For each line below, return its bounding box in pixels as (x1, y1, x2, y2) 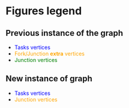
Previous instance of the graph (5, 28, 124, 38)
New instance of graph (5, 73, 92, 84)
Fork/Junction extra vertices (14, 50, 85, 57)
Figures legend (5, 4, 82, 18)
